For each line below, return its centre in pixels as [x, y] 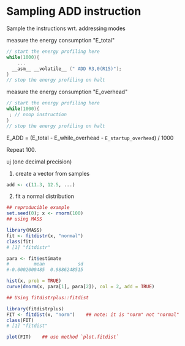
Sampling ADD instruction [74, 11]
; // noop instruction [38, 114]
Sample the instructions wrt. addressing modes [66, 28]
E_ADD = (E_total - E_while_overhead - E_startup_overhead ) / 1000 [90, 138]
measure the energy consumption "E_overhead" [67, 92]
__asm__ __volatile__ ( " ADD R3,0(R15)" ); [67, 69]
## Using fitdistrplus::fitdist [47, 297]
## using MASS [25, 219]
